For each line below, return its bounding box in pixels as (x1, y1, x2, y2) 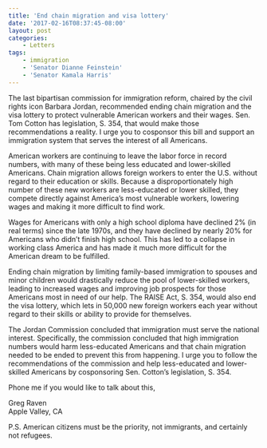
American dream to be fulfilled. (8, 251, 110, 260)
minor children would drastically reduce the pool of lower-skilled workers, (8, 275, 250, 284)
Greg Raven (8, 398, 47, 407)
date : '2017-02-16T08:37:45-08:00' (8, 19, 127, 27)
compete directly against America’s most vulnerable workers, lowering (8, 193, 239, 203)
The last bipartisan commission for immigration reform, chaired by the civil (8, 93, 253, 102)
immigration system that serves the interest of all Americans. (8, 135, 208, 145)
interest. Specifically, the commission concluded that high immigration (8, 333, 239, 343)
